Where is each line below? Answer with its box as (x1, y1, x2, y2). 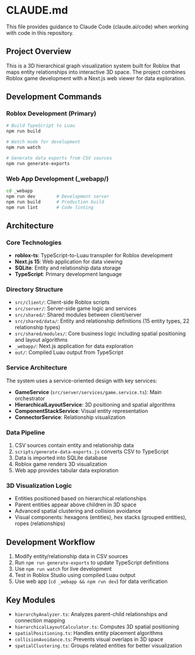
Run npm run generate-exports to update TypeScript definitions (14, 559, 170, 566)
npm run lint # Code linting (6, 204, 94, 210)
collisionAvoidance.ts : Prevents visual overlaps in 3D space (14, 636, 164, 643)
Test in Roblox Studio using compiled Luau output (14, 572, 136, 579)
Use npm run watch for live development (14, 565, 112, 572)
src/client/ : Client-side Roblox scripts (14, 299, 110, 306)
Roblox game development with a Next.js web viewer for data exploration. (6, 74, 186, 81)
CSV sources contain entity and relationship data (14, 442, 134, 449)
